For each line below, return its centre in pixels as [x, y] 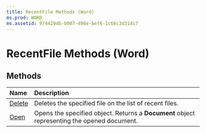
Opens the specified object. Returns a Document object [114, 113]
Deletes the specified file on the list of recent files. [106, 103]
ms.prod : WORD [25, 18]
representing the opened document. [86, 121]
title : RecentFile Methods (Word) [51, 12]
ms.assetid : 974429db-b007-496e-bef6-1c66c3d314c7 [72, 23]
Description [51, 93]
